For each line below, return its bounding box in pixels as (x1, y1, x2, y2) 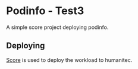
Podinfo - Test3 (6, 4, 84, 18)
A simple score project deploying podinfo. (6, 24, 109, 31)
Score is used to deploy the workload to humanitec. (6, 56, 133, 63)
